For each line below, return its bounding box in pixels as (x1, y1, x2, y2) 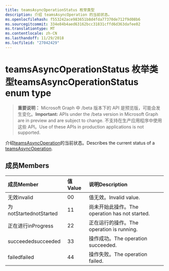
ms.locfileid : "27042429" (5, 40, 59, 46)
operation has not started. (89, 210, 150, 217)
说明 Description (89, 180, 128, 188)
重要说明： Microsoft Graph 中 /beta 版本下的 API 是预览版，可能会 (17, 105, 156, 111)
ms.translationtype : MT (5, 26, 55, 31)
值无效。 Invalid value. (89, 194, 140, 201)
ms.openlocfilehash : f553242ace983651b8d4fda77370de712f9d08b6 (5, 17, 141, 22)
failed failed (8, 253, 34, 260)
